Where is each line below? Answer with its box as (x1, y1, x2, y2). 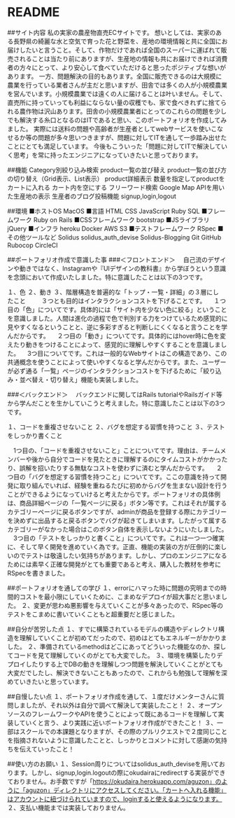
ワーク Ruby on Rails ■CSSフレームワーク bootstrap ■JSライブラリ (13, 215, 210, 224)
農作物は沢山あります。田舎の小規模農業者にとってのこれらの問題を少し (19, 106, 227, 116)
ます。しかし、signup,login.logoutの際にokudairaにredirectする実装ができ (13, 768, 226, 777)
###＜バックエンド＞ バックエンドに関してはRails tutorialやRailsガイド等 (7, 390, 222, 398)
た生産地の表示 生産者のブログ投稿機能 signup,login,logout (7, 192, 177, 200)
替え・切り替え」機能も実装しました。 (31, 375, 142, 384)
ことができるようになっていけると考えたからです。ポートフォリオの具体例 (7, 490, 221, 498)
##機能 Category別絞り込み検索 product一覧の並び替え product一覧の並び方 (7, 165, 227, 174)
